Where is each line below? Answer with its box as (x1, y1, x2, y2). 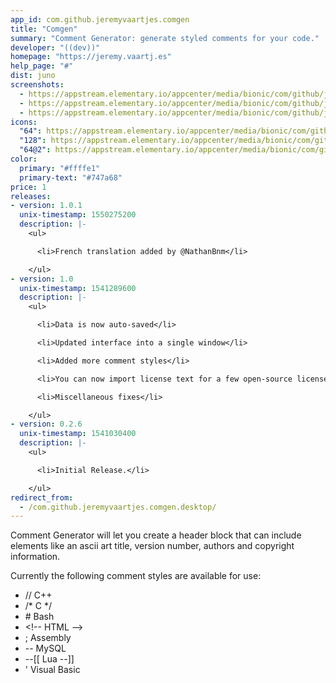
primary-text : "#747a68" (19, 172, 123, 183)
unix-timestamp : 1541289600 (19, 283, 137, 293)
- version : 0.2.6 (10, 419, 83, 430)
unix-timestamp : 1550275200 (19, 210, 137, 220)
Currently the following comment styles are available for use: (10, 570, 262, 582)
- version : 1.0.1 (10, 201, 83, 211)
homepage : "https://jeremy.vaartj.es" (10, 52, 172, 62)
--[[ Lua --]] (24, 653, 75, 665)
